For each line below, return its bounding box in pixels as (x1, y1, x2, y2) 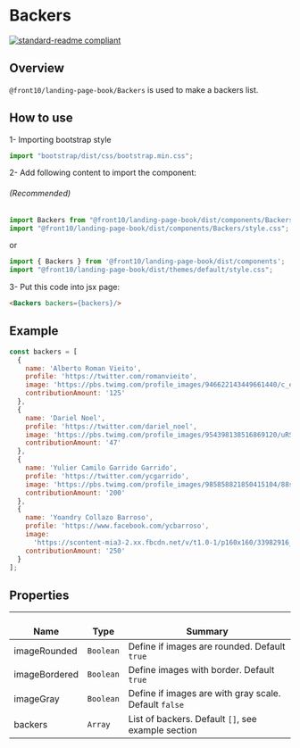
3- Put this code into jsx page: (9, 282, 121, 293)
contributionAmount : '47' (25, 438, 122, 447)
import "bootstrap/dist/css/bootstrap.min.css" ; (9, 151, 194, 161)
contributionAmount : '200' (25, 488, 126, 497)
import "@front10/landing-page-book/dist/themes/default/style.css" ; (9, 265, 274, 275)
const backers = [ (9, 347, 78, 356)
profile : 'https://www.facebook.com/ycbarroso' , (25, 521, 210, 531)
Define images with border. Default (128, 664, 275, 677)
